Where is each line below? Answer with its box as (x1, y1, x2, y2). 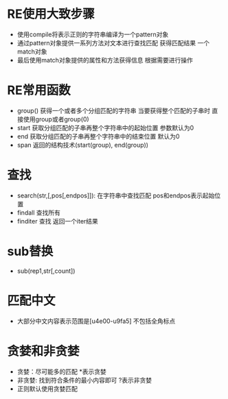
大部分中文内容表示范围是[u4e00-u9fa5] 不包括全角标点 (16, 317, 176, 325)
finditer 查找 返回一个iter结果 (16, 217, 98, 225)
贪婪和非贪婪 (7, 343, 80, 359)
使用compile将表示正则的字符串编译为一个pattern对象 (16, 30, 169, 38)
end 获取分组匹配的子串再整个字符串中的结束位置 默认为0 (16, 132, 180, 141)
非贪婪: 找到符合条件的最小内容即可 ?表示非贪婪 (16, 376, 152, 384)
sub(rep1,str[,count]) (16, 267, 76, 275)
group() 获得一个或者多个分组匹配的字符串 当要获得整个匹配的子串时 (16, 106, 211, 114)
